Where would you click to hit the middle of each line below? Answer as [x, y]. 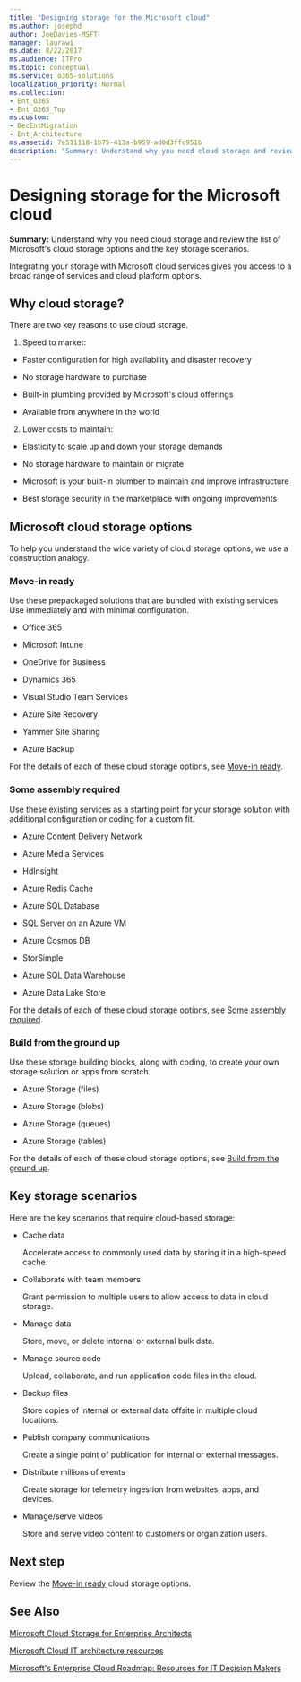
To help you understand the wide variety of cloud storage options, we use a [149, 548]
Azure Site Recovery [60, 714]
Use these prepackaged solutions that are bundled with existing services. [145, 600]
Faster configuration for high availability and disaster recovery [137, 360]
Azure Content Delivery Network [82, 836]
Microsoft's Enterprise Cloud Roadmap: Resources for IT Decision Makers [146, 1668]
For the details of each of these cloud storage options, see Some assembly [148, 1010]
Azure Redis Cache [58, 888]
